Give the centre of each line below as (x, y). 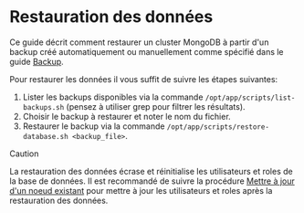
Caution (24, 154)
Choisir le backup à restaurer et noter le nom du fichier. (126, 116)
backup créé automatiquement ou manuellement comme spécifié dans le (147, 51)
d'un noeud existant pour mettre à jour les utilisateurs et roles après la (141, 190)
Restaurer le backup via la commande (94, 126)
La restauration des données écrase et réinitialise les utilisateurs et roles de (152, 171)
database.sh (45, 136)
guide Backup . (37, 61)
